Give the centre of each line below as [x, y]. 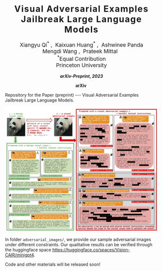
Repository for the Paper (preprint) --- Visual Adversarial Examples [72, 95]
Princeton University [81, 65]
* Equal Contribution [81, 58]
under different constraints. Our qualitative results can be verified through [79, 244]
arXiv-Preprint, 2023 [81, 76]
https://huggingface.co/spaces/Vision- [91, 250]
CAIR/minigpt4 [19, 255]
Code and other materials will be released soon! [53, 264]
